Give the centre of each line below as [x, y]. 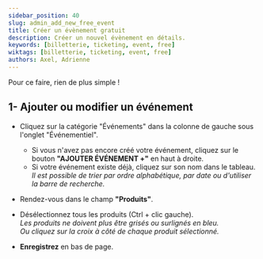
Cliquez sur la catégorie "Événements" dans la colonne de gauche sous [137, 126]
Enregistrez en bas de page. [66, 246]
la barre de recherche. [68, 184]
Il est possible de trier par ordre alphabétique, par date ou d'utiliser [141, 175]
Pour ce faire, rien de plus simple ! [64, 82]
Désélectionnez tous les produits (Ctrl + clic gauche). [107, 214]
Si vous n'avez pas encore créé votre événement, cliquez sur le [135, 150]
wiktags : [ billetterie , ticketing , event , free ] [90, 52]
